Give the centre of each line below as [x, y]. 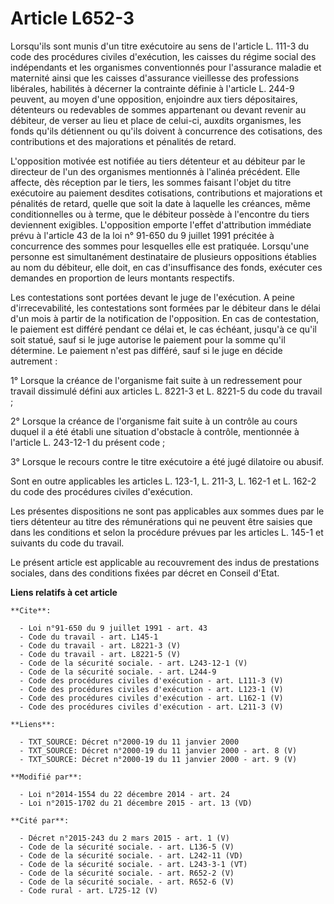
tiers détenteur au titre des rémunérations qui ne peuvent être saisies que [161, 521]
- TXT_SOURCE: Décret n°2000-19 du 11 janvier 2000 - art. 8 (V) [158, 750]
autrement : [34, 361]
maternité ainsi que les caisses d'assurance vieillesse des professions [155, 78]
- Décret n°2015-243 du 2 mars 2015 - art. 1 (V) [124, 838]
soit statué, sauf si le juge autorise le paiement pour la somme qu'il [148, 339]
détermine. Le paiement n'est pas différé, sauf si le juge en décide [146, 350]
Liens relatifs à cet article [64, 592]
